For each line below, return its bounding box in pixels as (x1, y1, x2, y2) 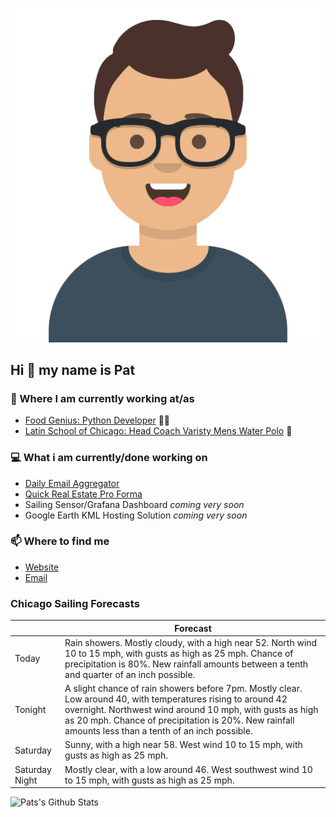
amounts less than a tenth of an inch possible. (64, 725, 253, 737)
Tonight (14, 704, 47, 716)
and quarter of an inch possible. (64, 668, 196, 680)
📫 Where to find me (10, 534, 110, 548)
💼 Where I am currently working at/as (10, 391, 195, 405)
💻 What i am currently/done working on (10, 451, 208, 465)
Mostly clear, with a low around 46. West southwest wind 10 (64, 763, 313, 775)
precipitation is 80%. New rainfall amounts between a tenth (64, 658, 309, 670)
